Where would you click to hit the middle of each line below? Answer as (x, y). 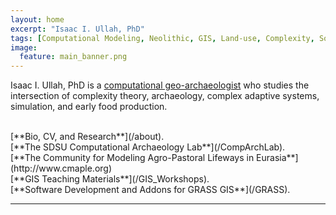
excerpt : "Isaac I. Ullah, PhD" (77, 29)
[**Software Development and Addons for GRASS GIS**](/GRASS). (150, 190)
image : (24, 47)
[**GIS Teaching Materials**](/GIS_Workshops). (110, 179)
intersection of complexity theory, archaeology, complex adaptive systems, (165, 96)
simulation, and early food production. (89, 107)
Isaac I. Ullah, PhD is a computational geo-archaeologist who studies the (160, 85)
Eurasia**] (277, 158)
